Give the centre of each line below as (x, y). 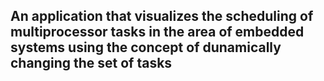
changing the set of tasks (91, 63)
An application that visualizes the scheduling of (162, 16)
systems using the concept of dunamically (146, 47)
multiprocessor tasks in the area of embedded (157, 32)
